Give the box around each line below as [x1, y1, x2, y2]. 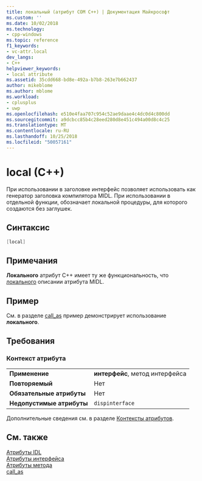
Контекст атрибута [6, 354, 66, 363]
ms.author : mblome [6, 88, 53, 94]
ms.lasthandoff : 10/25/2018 [6, 133, 78, 140]
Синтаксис [6, 223, 50, 233]
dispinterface [94, 399, 135, 407]
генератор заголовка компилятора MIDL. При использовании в [6, 192, 171, 199]
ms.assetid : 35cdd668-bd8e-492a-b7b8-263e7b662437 [6, 77, 138, 83]
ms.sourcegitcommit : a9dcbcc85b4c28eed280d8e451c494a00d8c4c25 [6, 116, 170, 122]
